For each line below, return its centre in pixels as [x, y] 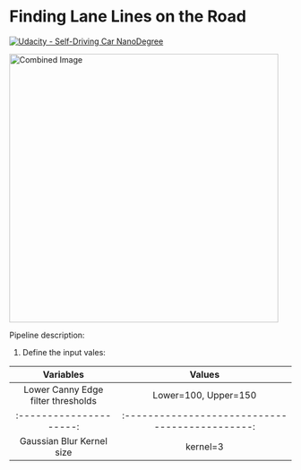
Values [205, 374]
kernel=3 [204, 447]
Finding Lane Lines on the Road [128, 17]
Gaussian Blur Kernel [63, 440]
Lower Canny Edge [64, 389]
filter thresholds [63, 400]
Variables [64, 374]
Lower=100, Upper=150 [205, 395]
